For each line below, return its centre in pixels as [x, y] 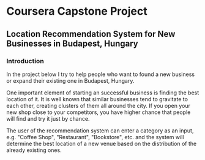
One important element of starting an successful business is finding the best [103, 93]
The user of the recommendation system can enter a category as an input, [100, 131]
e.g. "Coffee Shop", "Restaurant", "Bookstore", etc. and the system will [95, 137]
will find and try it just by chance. [48, 118]
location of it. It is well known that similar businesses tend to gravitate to [97, 99]
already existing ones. [34, 150]
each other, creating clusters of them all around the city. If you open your [99, 105]
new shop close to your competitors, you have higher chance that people [99, 112]
